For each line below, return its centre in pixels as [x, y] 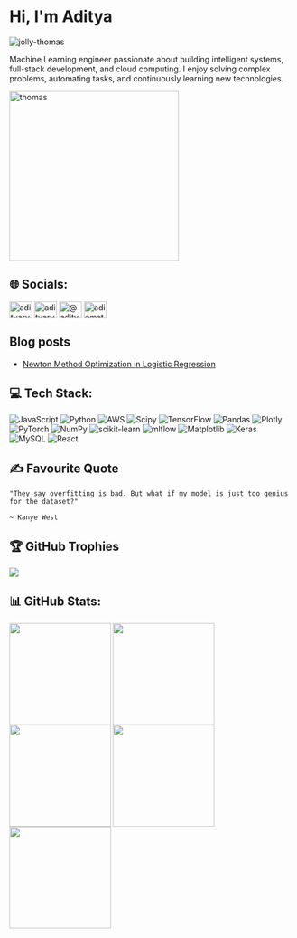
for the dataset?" [44, 502]
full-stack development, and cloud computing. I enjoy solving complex [140, 69]
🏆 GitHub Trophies [65, 546]
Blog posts [40, 342]
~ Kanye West [34, 517]
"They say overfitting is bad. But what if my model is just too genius [149, 494]
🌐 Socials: [39, 284]
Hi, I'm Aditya [61, 17]
